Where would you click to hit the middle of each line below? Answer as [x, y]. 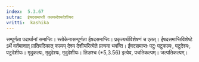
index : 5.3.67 [25, 12]
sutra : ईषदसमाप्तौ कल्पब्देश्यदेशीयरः [40, 17]
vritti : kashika [28, 22]
